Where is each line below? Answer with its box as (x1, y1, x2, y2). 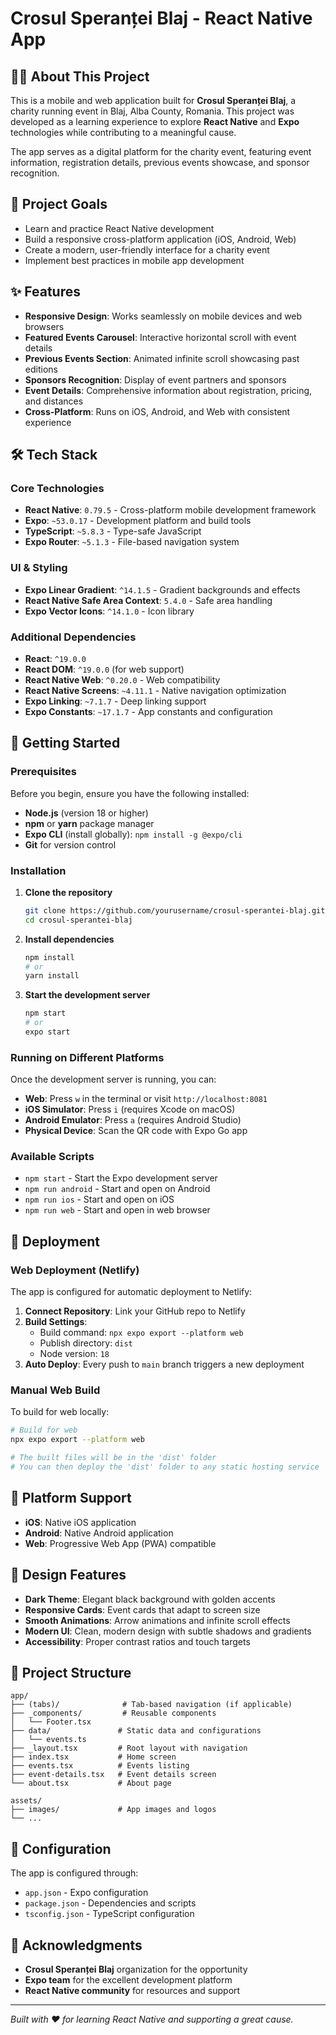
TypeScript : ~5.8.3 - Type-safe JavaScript (24, 525, 202, 537)
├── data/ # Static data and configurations (10, 1726, 262, 1736)
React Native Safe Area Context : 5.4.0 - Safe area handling (24, 594, 273, 606)
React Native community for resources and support (24, 1985, 241, 1997)
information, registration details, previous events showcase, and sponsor (10, 157, 310, 168)
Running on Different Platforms (10, 1050, 165, 1064)
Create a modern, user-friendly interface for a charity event (24, 243, 270, 256)
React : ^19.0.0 (24, 652, 87, 664)
